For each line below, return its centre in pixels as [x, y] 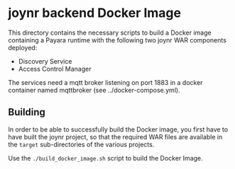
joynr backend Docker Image [95, 13]
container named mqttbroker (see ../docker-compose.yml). [94, 90]
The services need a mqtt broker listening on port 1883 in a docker [105, 82]
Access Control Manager [55, 69]
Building [27, 112]
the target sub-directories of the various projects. [81, 144]
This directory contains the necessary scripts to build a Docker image [110, 33]
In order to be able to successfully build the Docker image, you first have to [118, 129]
